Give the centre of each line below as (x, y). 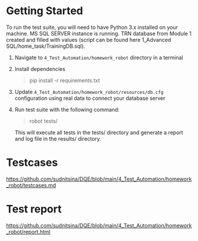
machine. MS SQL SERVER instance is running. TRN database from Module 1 (99, 33)
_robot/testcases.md (31, 185)
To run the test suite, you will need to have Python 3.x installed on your (92, 27)
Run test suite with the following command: (67, 109)
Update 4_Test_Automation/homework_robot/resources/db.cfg (89, 92)
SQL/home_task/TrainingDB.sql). (46, 46)
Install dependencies (40, 69)
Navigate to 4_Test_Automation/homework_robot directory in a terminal (99, 57)
